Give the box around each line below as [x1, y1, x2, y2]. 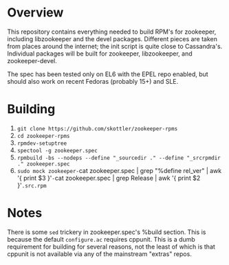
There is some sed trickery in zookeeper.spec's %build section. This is [7, 228, 206, 236]
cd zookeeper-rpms [17, 132, 70, 139]
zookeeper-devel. [7, 56, 57, 65]
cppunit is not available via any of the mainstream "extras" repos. [7, 249, 193, 258]
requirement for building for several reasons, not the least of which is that [7, 242, 215, 251]
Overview [7, 5, 64, 21]
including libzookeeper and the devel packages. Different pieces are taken [7, 34, 218, 43]
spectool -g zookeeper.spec [17, 147, 98, 154]
